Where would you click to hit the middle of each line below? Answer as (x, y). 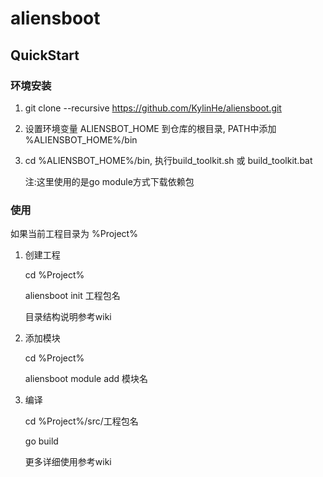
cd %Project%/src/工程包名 (81, 421)
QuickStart (45, 55)
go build (41, 441)
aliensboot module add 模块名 (86, 379)
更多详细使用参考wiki (68, 462)
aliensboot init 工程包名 (72, 296)
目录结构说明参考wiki (68, 317)
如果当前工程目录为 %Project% (74, 234)
